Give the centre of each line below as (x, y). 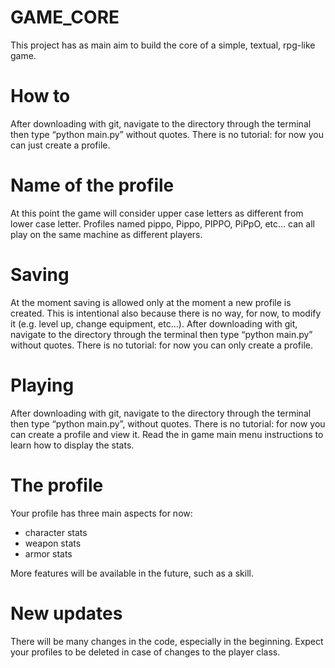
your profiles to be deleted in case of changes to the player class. (145, 652)
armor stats (48, 553)
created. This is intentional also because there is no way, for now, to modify (166, 313)
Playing (42, 385)
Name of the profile (92, 185)
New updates (66, 613)
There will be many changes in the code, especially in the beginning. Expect (167, 641)
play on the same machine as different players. (106, 234)
